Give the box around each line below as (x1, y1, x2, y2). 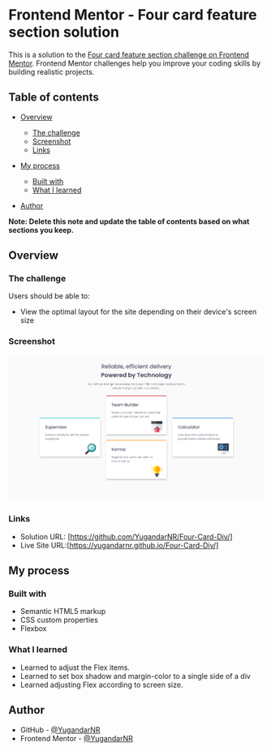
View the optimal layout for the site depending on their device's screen (19, 307, 257, 317)
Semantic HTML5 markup (19, 607, 106, 616)
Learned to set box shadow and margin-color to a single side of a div (19, 671, 252, 680)
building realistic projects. (8, 67, 95, 76)
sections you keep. (8, 225, 75, 234)
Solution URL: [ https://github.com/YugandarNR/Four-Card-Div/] (19, 531, 233, 541)
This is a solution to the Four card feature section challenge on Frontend (8, 49, 250, 59)
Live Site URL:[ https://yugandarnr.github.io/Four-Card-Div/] (19, 540, 219, 550)
